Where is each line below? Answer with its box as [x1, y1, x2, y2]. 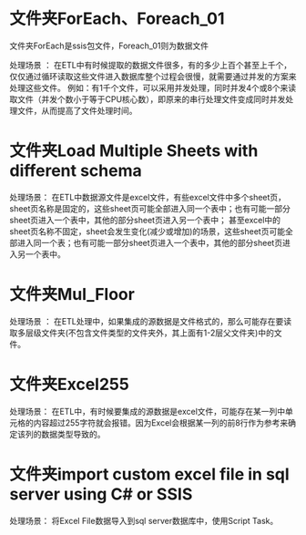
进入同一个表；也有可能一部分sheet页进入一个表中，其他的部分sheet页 [16, 237, 283, 248]
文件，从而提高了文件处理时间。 [16, 105, 138, 116]
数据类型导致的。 [40, 428, 106, 439]
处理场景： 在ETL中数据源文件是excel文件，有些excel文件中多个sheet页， [9, 191, 287, 202]
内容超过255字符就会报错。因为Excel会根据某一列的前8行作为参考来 [33, 417, 289, 428]
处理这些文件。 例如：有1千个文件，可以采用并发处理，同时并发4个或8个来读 [9, 82, 297, 93]
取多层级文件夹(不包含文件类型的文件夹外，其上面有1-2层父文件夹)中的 [9, 327, 275, 338]
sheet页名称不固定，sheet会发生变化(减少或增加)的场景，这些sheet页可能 [9, 225, 285, 237]
